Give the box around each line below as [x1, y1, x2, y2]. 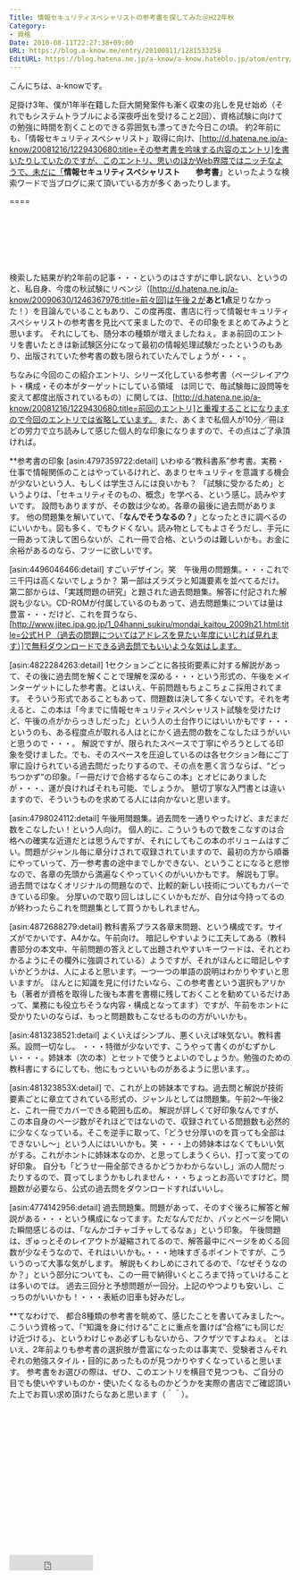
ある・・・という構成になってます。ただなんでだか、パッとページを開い [24, 1213, 288, 1224]
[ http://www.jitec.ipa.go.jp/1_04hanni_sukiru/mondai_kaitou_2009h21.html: [9, 619, 283, 629]
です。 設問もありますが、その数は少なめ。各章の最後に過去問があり [16, 500, 269, 511]
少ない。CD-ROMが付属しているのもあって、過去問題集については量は [24, 598, 284, 608]
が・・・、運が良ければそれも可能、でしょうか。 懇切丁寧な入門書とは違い [9, 783, 286, 793]
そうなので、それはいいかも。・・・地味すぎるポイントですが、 [39, 1247, 271, 1257]
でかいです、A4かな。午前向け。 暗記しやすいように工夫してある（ [24, 932, 271, 943]
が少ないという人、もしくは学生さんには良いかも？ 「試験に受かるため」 [9, 478, 278, 488]
